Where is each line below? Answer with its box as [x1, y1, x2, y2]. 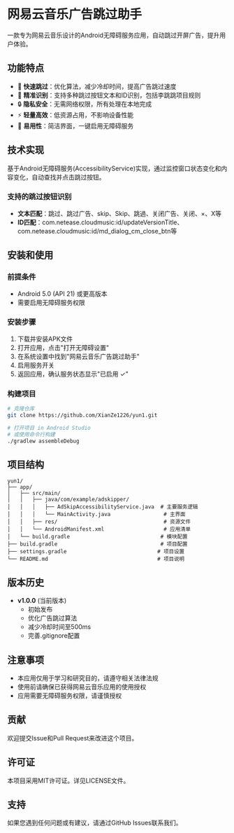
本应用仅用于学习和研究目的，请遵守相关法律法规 [17, 674, 159, 682]
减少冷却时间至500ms [27, 623, 92, 631]
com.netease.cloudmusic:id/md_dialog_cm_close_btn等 [17, 226, 177, 235]
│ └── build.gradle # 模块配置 [7, 534, 188, 541]
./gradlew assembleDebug [7, 438, 80, 445]
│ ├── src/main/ [7, 490, 61, 497]
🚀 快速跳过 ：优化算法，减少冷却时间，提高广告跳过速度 [17, 82, 177, 90]
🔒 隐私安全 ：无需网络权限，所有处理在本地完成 [17, 100, 152, 108]
